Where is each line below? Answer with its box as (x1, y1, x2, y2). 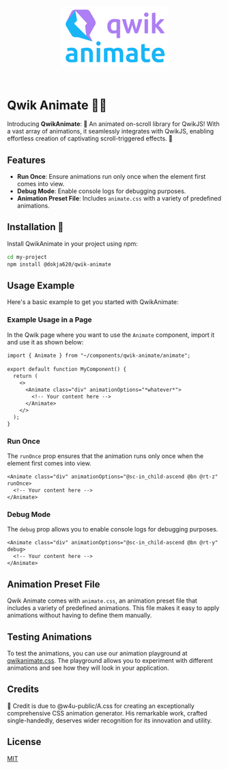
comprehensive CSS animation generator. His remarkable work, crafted (7, 709, 208, 717)
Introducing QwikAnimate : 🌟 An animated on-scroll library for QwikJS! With (7, 120, 220, 128)
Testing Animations (7, 631, 92, 642)
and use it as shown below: (7, 338, 84, 346)
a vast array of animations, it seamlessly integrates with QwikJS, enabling (7, 127, 214, 136)
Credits (7, 683, 40, 695)
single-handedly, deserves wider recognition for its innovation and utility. (7, 716, 212, 724)
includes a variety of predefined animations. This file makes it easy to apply (7, 604, 220, 612)
